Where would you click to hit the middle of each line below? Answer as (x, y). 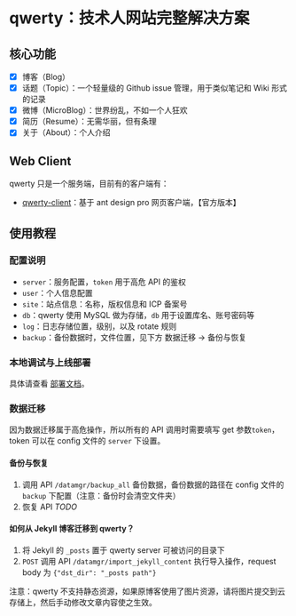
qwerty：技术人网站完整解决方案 (129, 18)
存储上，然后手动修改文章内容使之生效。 (83, 602)
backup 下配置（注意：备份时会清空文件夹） (101, 495)
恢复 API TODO (50, 507)
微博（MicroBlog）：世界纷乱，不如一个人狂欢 (105, 110)
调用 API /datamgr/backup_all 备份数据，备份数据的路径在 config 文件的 (153, 484)
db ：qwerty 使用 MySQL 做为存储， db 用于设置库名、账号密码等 (138, 315)
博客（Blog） (46, 77)
